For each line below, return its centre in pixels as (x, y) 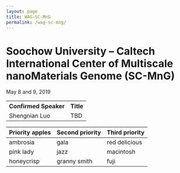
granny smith (75, 161)
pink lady (21, 152)
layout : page (22, 11)
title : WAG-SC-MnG (28, 17)
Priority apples (30, 133)
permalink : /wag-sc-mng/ (36, 22)
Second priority (79, 133)
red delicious (124, 142)
